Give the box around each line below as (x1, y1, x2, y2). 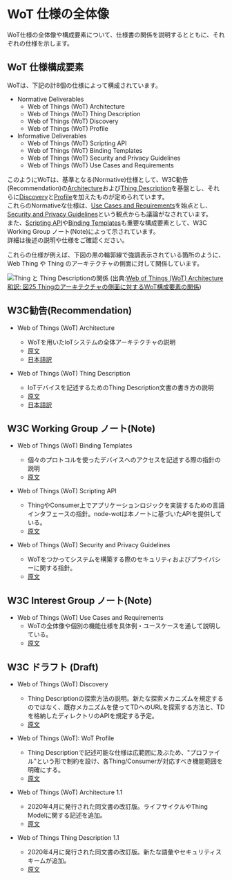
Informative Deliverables (17, 131, 87, 140)
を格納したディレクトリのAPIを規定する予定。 (27, 712, 158, 719)
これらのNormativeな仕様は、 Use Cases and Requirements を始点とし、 (7, 201, 212, 210)
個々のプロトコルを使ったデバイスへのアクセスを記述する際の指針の (27, 456, 221, 464)
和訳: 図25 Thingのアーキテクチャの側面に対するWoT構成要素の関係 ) (7, 282, 202, 291)
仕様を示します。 (25, 39, 74, 47)
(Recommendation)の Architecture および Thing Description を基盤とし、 (7, 184, 208, 192)
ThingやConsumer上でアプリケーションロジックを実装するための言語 (27, 501, 225, 509)
